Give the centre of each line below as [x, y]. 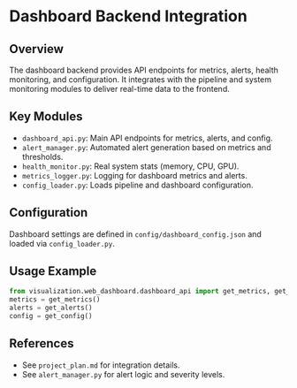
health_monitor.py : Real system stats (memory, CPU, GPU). [130, 166]
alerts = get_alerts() [51, 308]
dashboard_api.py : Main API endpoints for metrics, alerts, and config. [147, 138]
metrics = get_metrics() [55, 300]
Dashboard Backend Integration [128, 16]
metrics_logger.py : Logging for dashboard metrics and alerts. [134, 175]
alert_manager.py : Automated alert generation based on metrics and [146, 147]
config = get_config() [51, 316]
